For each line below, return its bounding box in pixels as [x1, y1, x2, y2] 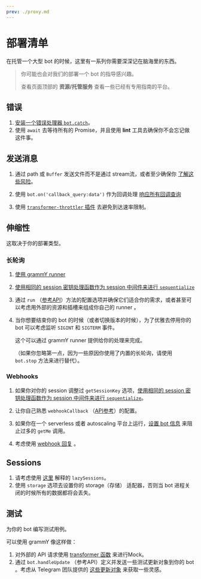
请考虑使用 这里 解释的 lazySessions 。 [14, 474, 109, 481]
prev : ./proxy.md [6, 8, 50, 15]
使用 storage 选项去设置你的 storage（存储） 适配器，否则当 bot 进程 [14, 482, 185, 489]
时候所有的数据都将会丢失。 [25, 489, 94, 496]
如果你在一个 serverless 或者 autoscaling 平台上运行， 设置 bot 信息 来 [14, 420, 187, 427]
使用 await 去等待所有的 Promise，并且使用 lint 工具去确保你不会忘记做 [14, 126, 190, 134]
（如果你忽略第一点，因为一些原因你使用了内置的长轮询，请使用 [14, 349, 172, 357]
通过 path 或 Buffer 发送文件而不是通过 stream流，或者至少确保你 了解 [14, 170, 189, 177]
